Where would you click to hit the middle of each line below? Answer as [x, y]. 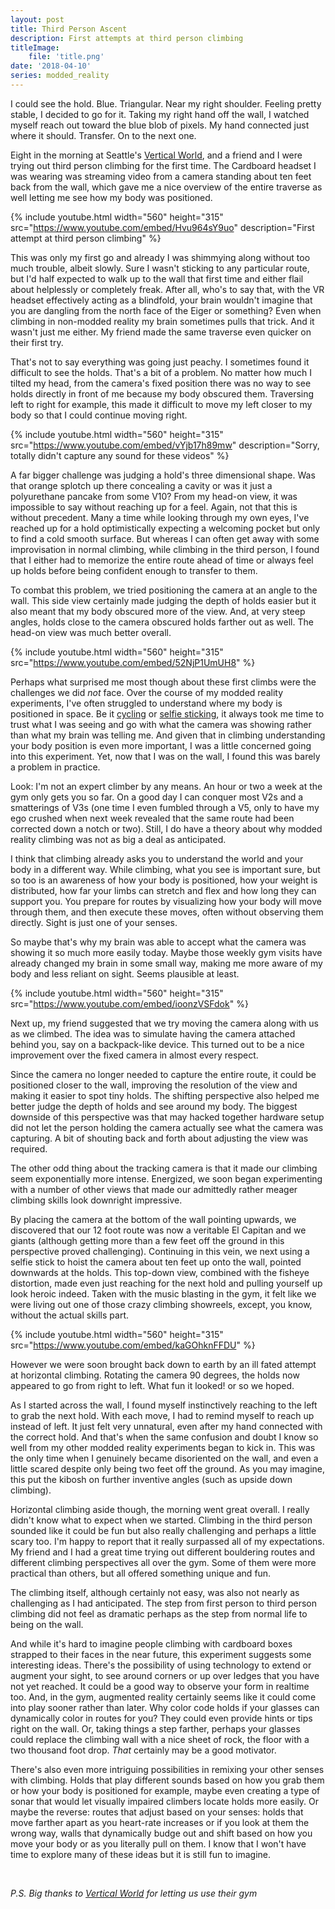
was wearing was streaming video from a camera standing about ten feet [161, 176]
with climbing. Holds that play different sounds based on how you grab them [167, 1780]
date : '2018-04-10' [51, 66]
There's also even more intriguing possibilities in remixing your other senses [167, 1769]
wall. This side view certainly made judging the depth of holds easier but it [163, 600]
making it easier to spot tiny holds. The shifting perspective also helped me [165, 1095]
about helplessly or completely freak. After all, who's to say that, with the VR [167, 289]
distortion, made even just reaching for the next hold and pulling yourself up [166, 1283]
